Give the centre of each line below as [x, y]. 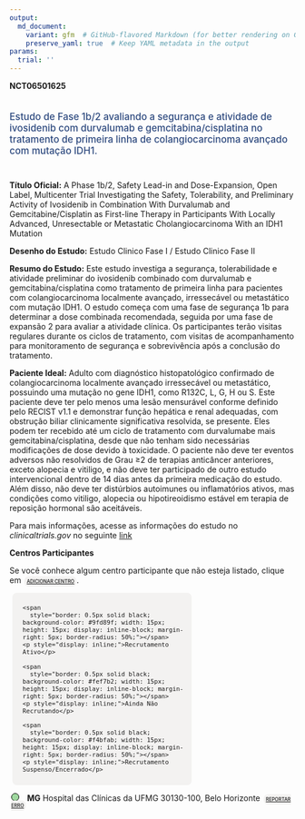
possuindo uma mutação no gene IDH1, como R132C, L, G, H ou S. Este [142, 392]
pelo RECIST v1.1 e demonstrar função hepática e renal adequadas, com [144, 411]
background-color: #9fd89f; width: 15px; [94, 623]
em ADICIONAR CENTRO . [44, 580]
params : [24, 52]
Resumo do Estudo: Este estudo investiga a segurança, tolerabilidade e [143, 268]
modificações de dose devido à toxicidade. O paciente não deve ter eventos [152, 449]
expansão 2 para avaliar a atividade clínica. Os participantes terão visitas [146, 326]
